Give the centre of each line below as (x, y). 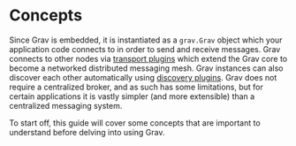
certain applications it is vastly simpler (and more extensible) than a (132, 96)
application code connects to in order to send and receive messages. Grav (145, 49)
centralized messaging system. (66, 105)
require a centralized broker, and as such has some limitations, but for (136, 87)
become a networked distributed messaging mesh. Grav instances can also (146, 68)
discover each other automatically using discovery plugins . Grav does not (143, 77)
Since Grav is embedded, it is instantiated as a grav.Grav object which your (146, 40)
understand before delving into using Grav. (87, 132)
